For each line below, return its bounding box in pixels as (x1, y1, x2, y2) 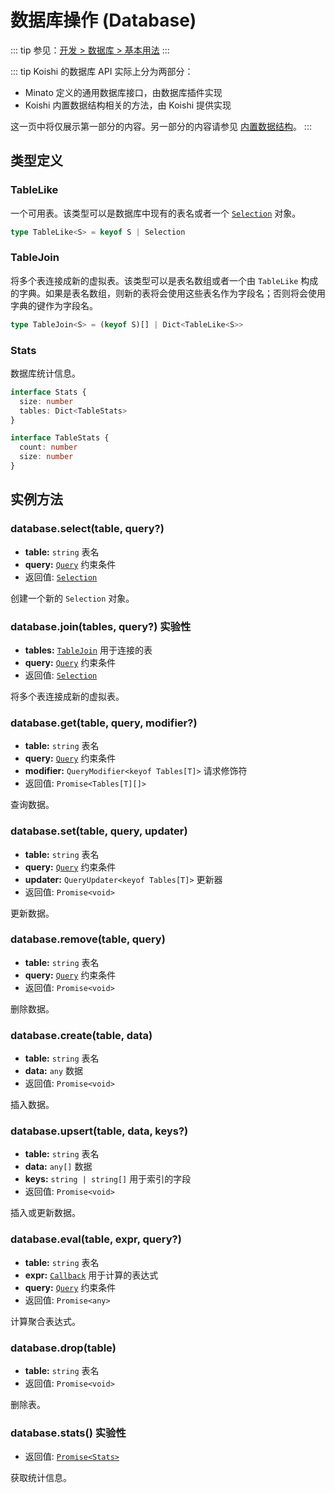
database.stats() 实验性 (10, 1426, 127, 1440)
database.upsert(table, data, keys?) (10, 1124, 189, 1138)
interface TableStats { (10, 433, 110, 443)
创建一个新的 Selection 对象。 (10, 592, 135, 604)
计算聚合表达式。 (10, 1315, 81, 1327)
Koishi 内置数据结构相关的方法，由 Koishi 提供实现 (24, 99, 232, 111)
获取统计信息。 (10, 1472, 72, 1484)
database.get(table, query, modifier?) (10, 716, 198, 730)
